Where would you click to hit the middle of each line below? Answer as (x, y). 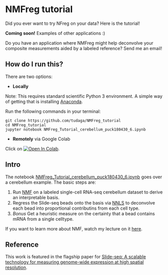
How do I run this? (34, 64)
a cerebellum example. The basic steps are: (51, 182)
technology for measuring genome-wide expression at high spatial (75, 262)
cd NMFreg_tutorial (26, 125)
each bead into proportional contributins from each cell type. (76, 208)
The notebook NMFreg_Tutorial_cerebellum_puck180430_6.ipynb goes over (84, 177)
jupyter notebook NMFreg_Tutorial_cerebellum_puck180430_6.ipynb (75, 129)
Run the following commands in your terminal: (53, 111)
